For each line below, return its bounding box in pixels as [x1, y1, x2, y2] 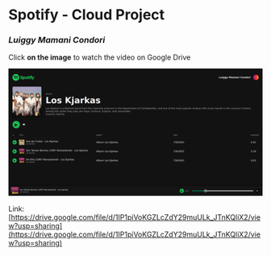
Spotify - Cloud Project [8, 6, 165, 24]
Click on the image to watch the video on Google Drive [8, 52, 191, 62]
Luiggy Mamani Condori [8, 35, 106, 46]
